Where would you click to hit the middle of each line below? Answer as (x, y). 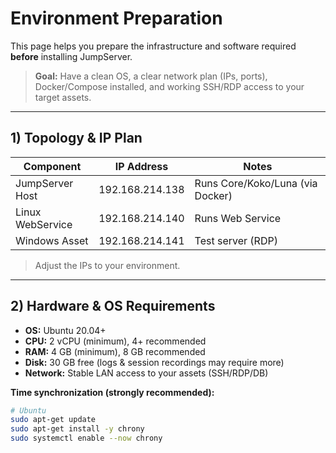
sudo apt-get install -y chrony (77, 429)
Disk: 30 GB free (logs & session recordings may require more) (154, 362)
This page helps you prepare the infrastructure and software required (153, 46)
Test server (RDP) (236, 240)
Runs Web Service (238, 218)
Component (52, 166)
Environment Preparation (116, 18)
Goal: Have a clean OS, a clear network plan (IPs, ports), (151, 76)
